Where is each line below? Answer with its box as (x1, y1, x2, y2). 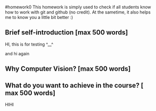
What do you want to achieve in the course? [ (5, 81, 144, 89)
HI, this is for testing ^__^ (5, 41, 54, 47)
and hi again (5, 50, 30, 56)
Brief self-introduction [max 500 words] (5, 29, 128, 37)
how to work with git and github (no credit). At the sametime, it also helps (5, 9, 151, 15)
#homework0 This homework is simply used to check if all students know (5, 4, 151, 10)
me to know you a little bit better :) (5, 15, 73, 20)
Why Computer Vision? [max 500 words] (5, 65, 131, 73)
